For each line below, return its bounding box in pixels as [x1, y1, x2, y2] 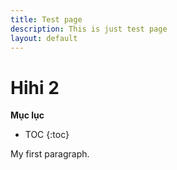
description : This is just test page [10, 24, 168, 34]
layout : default [10, 33, 78, 43]
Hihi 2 [10, 76, 60, 99]
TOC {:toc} [24, 129, 70, 141]
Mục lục [10, 109, 45, 121]
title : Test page [10, 14, 83, 25]
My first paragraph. [10, 148, 90, 160]
